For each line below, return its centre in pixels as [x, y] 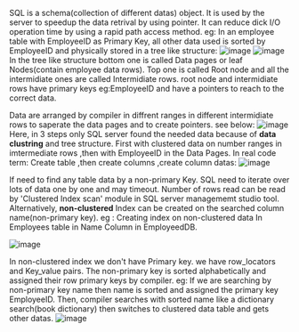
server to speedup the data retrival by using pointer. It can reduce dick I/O [145, 22]
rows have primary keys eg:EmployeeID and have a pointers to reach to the [147, 89]
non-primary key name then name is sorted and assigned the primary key [144, 290]
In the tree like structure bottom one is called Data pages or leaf [126, 60]
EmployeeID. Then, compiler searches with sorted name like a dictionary [141, 299]
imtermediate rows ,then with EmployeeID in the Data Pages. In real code [143, 153]
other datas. [31, 318]
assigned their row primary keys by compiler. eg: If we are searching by [140, 280]
